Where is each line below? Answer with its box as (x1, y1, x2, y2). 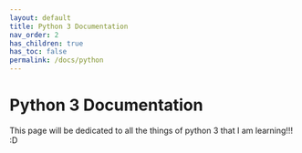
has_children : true (9, 38, 84, 48)
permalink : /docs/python (9, 56, 104, 65)
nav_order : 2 (9, 30, 59, 39)
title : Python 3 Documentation (9, 22, 129, 31)
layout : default (9, 13, 71, 23)
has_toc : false (9, 47, 68, 56)
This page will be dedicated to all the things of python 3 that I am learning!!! (9, 125, 294, 136)
